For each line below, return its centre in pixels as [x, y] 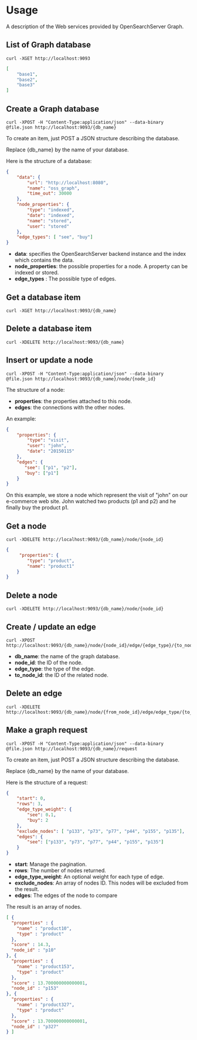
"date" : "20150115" [51, 451]
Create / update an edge [51, 627]
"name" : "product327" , [46, 1005]
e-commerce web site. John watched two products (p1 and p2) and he [91, 502]
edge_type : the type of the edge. [55, 669]
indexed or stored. [37, 273]
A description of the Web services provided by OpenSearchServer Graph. [95, 26]
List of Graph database [49, 45]
